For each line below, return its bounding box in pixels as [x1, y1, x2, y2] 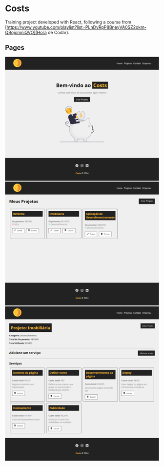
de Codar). [48, 29, 70, 35]
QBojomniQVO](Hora [5, 29, 47, 35]
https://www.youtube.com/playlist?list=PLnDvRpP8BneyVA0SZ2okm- [6, 24, 146, 30]
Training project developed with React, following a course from [5, 19, 132, 25]
